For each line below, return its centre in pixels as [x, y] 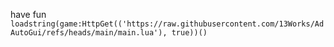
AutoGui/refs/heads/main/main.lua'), [89, 33]
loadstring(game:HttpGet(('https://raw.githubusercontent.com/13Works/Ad [167, 24]
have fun [28, 14]
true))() [189, 33]
